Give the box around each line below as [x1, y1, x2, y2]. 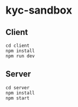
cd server [5, 85, 30, 90]
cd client [5, 43, 30, 48]
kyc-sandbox [5, 4, 72, 17]
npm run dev [5, 53, 35, 59]
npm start [5, 95, 30, 101]
